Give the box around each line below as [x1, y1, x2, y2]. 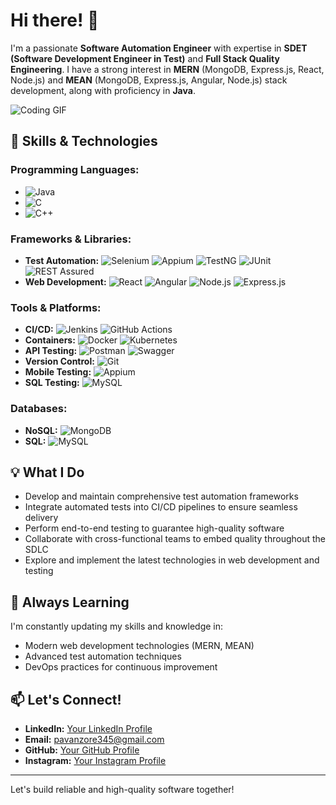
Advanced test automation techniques [24, 650, 182, 663]
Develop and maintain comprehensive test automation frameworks [24, 490, 299, 503]
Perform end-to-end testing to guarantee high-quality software [24, 522, 285, 534]
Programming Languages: [10, 163, 140, 177]
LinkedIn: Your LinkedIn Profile [24, 722, 153, 734]
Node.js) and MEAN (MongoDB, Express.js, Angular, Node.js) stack [10, 74, 288, 86]
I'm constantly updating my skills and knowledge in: [10, 620, 224, 633]
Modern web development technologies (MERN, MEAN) [24, 640, 255, 652]
